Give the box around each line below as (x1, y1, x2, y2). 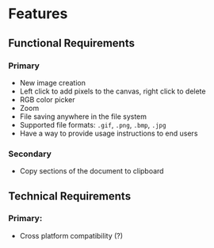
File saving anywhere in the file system (19, 112, 147, 121)
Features (8, 5, 68, 23)
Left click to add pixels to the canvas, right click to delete (19, 86, 206, 96)
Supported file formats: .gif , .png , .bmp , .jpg (19, 120, 166, 129)
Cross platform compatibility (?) (19, 231, 124, 240)
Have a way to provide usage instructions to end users (19, 128, 198, 138)
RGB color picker (19, 94, 75, 104)
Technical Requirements (8, 189, 132, 203)
